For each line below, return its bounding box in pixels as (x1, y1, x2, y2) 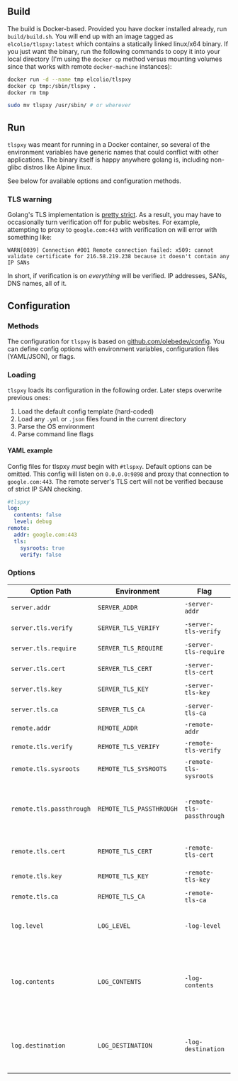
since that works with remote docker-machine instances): (7, 62, 172, 70)
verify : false (20, 551, 62, 558)
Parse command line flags (17, 430, 94, 438)
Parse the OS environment (17, 422, 95, 431)
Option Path (30, 586, 72, 596)
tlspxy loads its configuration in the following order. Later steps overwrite (7, 386, 222, 394)
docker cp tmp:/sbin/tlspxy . (7, 82, 97, 89)
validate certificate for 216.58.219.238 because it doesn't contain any (7, 253, 230, 260)
